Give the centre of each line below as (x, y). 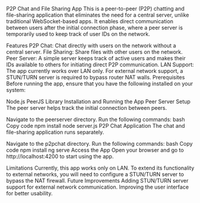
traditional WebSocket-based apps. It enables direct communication (90, 21)
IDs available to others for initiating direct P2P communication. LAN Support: (100, 64)
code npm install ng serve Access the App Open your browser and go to (95, 150)
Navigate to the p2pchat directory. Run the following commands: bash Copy (99, 144)
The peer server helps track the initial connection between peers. (87, 108)
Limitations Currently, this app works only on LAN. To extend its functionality (100, 168)
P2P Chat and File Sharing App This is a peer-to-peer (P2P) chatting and (96, 9)
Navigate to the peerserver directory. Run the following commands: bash (96, 119)
